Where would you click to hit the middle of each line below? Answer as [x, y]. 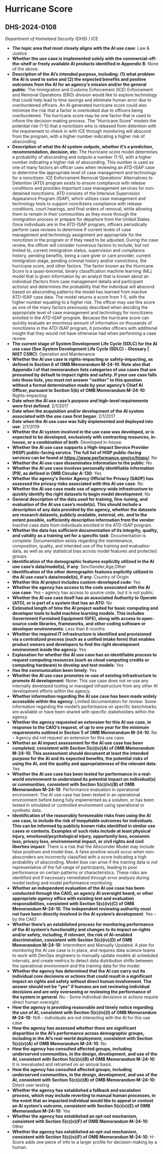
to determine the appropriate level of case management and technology [84, 172]
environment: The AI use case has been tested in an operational [76, 795]
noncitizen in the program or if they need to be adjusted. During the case [85, 240]
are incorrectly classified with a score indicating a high [92, 857]
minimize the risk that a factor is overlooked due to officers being [77, 110]
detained [21, 193]
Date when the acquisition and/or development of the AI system [78, 411]
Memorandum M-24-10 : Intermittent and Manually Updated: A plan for [83, 945]
